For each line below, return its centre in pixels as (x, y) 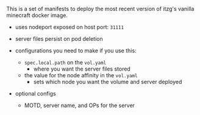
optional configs (35, 93)
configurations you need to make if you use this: (76, 51)
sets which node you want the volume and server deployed (108, 82)
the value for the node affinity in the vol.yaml (81, 75)
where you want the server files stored (82, 69)
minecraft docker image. (37, 15)
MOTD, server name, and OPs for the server (80, 105)
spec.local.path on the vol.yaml (65, 62)
